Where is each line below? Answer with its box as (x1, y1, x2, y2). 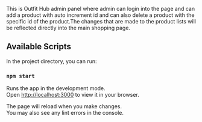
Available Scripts (6, 41, 71, 52)
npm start (6, 72, 35, 79)
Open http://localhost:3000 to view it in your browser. (6, 91, 140, 99)
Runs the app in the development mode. (6, 85, 106, 92)
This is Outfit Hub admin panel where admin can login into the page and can (6, 5, 195, 12)
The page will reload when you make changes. (6, 103, 122, 110)
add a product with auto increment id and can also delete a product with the (6, 11, 195, 19)
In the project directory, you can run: (6, 57, 97, 65)
